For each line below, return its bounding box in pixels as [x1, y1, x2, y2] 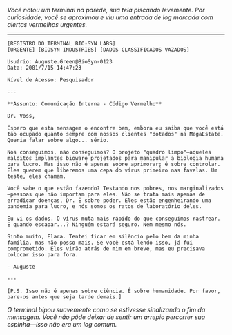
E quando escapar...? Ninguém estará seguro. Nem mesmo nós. [7, 221, 187, 228]
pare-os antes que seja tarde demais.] [7, 294, 122, 301]
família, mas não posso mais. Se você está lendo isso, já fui [7, 239, 193, 246]
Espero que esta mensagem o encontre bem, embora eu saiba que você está [7, 125, 224, 132]
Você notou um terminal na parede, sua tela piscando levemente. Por [7, 6, 205, 14]
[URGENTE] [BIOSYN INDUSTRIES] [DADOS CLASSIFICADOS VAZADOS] [7, 46, 190, 53]
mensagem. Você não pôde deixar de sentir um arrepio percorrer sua [7, 313, 206, 321]
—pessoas [7, 191, 32, 198]
